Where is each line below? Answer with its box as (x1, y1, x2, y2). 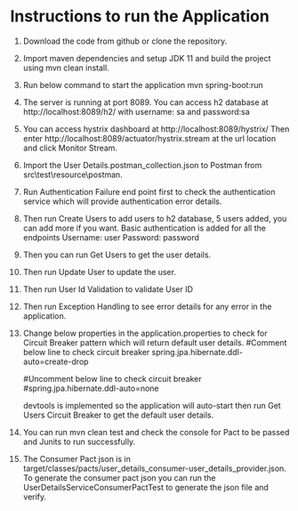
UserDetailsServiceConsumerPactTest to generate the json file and (22, 482, 270, 492)
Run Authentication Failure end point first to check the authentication (22, 186, 276, 197)
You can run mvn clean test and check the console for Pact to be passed (22, 426, 290, 437)
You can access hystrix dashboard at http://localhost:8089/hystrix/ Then (22, 123, 290, 134)
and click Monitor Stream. (22, 142, 118, 153)
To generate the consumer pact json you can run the (22, 472, 216, 483)
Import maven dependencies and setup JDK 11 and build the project (22, 53, 271, 63)
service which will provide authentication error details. (22, 196, 222, 207)
